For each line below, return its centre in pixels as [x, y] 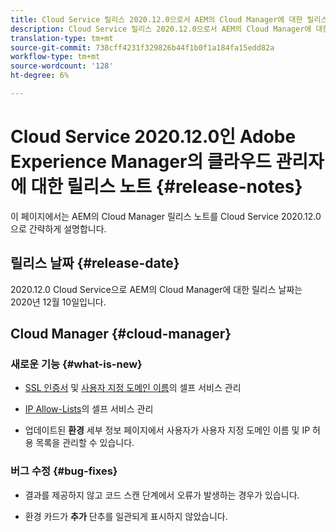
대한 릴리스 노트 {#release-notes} [166, 187]
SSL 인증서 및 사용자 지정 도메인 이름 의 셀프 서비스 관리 [133, 388]
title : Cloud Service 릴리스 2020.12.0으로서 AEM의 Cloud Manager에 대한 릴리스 [169, 19]
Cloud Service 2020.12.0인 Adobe [153, 137]
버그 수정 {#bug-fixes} [64, 471]
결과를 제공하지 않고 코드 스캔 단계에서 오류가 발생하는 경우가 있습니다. [162, 495]
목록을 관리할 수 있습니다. [85, 443]
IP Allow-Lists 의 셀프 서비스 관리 [89, 409]
